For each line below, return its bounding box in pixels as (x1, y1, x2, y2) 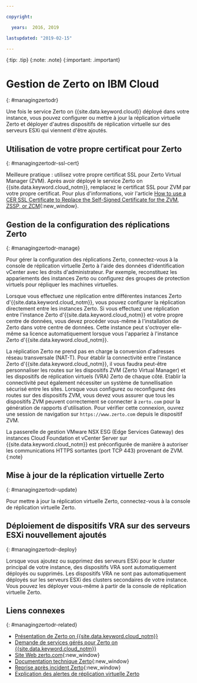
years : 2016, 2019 (11, 24, 59, 30)
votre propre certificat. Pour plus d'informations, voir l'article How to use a (6, 190, 186, 197)
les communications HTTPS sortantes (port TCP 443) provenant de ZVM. (6, 447, 183, 454)
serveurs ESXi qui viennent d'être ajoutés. (6, 127, 108, 134)
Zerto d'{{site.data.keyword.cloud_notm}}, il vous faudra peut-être (6, 360, 167, 367)
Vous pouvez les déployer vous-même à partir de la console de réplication (6, 582, 186, 589)
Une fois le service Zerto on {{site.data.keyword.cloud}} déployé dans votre (6, 108, 189, 115)
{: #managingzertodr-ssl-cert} (6, 160, 79, 167)
